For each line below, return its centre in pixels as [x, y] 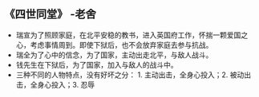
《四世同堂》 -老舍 [50, 14]
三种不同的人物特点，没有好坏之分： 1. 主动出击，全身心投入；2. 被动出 [133, 75]
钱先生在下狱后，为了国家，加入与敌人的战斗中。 [97, 64]
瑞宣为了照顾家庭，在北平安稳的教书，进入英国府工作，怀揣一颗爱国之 [132, 35]
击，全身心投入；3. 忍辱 [55, 84]
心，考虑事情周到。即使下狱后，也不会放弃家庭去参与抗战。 [114, 45]
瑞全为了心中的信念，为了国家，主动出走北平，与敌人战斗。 [114, 55]
